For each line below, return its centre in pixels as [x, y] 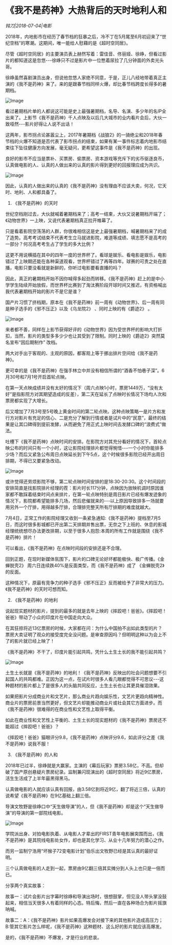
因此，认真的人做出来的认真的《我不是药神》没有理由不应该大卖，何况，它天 [86, 185]
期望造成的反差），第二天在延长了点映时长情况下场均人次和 [105, 394]
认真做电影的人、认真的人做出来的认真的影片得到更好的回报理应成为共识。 [84, 165]
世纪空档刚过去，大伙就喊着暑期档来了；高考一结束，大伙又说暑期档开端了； [86, 214]
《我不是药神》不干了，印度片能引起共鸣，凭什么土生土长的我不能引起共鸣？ [86, 652]
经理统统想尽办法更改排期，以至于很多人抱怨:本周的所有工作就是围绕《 [80, 531]
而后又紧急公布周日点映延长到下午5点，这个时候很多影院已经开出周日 [92, 454]
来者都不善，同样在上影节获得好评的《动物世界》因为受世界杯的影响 [77, 329]
